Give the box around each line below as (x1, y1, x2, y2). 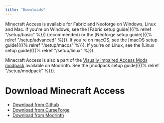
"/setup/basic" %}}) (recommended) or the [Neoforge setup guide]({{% (5, 31, 153, 37)
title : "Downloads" (5, 7, 46, 12)
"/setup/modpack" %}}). (5, 68, 56, 74)
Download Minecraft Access (5, 85, 125, 96)
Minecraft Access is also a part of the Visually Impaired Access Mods (5, 57, 148, 63)
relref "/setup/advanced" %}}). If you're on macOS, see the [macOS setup (5, 37, 158, 43)
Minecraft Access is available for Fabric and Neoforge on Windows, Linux (5, 21, 156, 27)
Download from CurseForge (12, 107, 70, 113)
